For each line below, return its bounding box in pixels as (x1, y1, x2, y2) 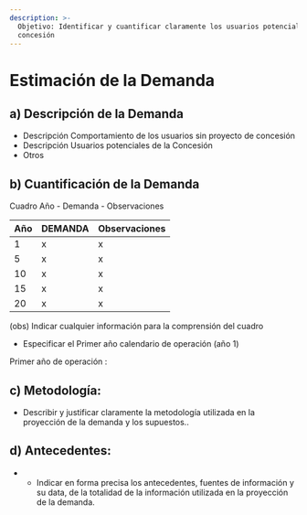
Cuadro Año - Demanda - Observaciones (9, 200, 164, 211)
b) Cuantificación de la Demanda (9, 176, 200, 192)
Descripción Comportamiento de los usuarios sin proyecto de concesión (22, 130, 295, 142)
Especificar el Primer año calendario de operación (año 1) (22, 338, 239, 349)
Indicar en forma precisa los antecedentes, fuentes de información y (36, 477, 295, 488)
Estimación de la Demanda (9, 70, 216, 91)
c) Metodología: (9, 382, 102, 398)
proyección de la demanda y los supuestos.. (22, 417, 189, 427)
